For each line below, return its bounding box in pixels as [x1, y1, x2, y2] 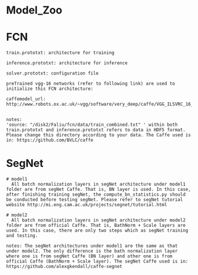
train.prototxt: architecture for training [6, 50, 115, 56]
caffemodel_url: [6, 96, 46, 102]
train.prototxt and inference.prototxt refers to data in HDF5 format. [6, 127, 186, 133]
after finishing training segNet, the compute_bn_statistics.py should [6, 192, 186, 197]
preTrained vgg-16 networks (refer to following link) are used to [6, 81, 176, 87]
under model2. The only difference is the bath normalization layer [6, 248, 178, 254]
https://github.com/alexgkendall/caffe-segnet [6, 264, 123, 270]
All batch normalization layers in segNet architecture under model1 [11, 182, 186, 187]
